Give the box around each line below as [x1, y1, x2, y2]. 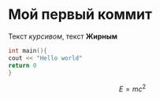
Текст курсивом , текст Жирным [8, 31, 118, 41]
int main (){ [8, 46, 47, 54]
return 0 [8, 61, 37, 69]
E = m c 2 [118, 83, 147, 94]
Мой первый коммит [8, 6, 152, 24]
